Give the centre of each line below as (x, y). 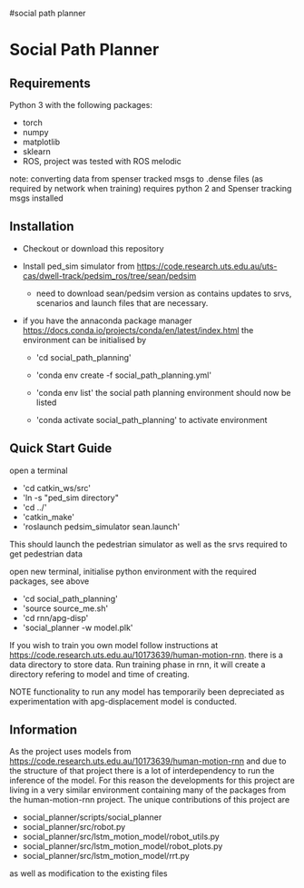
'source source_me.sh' (65, 608)
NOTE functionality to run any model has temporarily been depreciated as (147, 691)
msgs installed (36, 198)
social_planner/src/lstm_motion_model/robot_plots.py (123, 846)
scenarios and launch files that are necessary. (122, 302)
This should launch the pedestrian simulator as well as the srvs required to (148, 544)
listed (46, 402)
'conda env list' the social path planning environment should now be (163, 392)
